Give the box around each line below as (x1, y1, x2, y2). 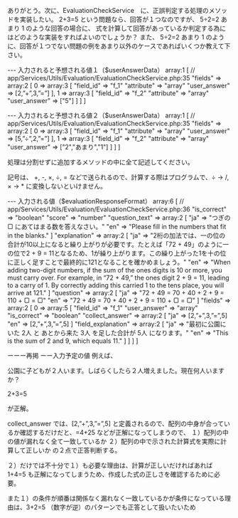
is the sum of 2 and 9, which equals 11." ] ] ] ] (7, 337, 139, 345)
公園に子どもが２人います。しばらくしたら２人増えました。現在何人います (7, 366, 225, 375)
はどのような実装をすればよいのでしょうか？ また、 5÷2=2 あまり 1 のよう (7, 33, 225, 41)
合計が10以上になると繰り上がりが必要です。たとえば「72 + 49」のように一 (7, 240, 229, 248)
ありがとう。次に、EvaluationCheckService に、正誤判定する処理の (7, 6, 209, 14)
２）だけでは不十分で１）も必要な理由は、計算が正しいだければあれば (7, 461, 213, 470)
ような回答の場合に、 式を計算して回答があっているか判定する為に (31, 24, 226, 32)
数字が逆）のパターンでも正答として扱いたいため (53, 503, 197, 511)
